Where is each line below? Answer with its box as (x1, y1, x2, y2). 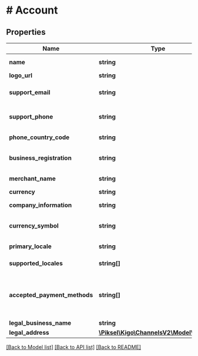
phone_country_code (9, 133, 70, 141)
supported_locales (9, 259, 63, 267)
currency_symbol (9, 222, 59, 230)
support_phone (9, 113, 54, 121)
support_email (9, 88, 51, 96)
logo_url (9, 71, 32, 80)
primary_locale (9, 242, 52, 250)
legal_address (9, 328, 49, 337)
